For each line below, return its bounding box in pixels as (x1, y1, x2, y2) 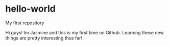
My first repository (5, 20, 44, 26)
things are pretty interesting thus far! (5, 35, 83, 41)
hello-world (5, 3, 56, 15)
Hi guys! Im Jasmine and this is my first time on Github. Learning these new (5, 29, 164, 35)
